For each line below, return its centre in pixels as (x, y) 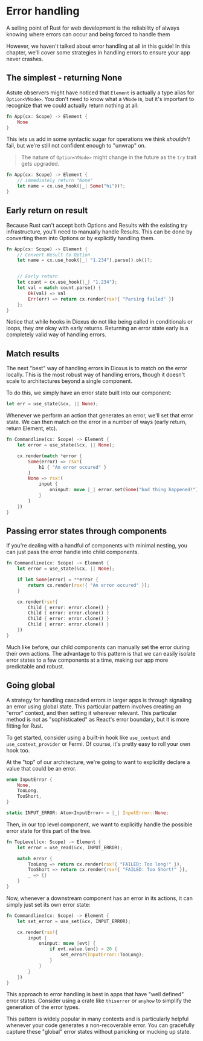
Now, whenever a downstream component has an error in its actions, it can (100, 898)
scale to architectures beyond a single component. (69, 381)
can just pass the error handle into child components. (72, 552)
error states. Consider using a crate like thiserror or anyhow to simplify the (99, 1001)
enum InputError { (29, 779)
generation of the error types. (43, 1007)
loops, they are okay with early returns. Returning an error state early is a (97, 328)
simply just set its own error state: (48, 904)
